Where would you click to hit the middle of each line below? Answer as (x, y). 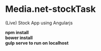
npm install (17, 32)
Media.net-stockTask (50, 9)
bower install (19, 38)
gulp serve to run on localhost (37, 43)
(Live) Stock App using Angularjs (39, 23)
